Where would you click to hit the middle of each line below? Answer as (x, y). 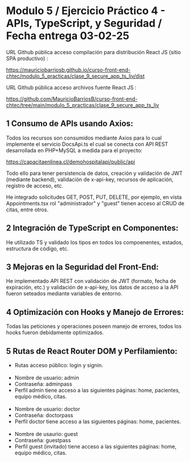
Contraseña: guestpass (43, 440)
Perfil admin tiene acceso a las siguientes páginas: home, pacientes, (97, 390)
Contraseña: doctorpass (44, 415)
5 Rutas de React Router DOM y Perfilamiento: (92, 351)
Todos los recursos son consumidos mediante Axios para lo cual (84, 138)
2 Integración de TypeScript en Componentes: (92, 228)
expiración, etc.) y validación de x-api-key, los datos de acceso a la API (92, 287)
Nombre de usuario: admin (47, 378)
